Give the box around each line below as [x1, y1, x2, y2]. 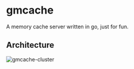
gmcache [6, 4, 54, 17]
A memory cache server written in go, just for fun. [6, 23, 129, 30]
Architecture [6, 40, 55, 50]
